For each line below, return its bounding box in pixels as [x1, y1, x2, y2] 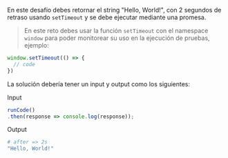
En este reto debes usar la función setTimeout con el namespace [23, 27, 209, 34]
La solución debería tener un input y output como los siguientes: [7, 79, 191, 88]
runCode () [7, 106, 36, 113]
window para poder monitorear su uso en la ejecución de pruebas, [23, 34, 210, 42]
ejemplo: [23, 41, 50, 49]
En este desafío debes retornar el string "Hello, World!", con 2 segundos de [7, 6, 222, 14]
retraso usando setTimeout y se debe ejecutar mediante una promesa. [7, 13, 207, 21]
